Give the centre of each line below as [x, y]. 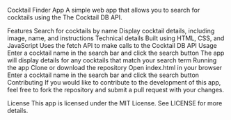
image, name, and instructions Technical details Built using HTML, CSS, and [116, 38]
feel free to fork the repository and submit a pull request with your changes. [116, 90]
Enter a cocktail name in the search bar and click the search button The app [116, 53]
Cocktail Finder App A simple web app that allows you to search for [104, 10]
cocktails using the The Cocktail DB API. [65, 17]
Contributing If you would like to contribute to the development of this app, [114, 82]
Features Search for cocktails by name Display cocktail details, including [111, 31]
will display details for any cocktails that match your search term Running [112, 60]
